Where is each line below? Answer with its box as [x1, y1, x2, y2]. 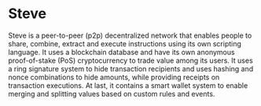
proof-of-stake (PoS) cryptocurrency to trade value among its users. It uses [8, 56, 253, 65]
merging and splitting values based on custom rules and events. [8, 89, 215, 98]
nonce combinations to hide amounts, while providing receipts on [8, 72, 220, 82]
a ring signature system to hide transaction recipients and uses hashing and [8, 64, 254, 73]
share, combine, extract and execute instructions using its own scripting [8, 38, 242, 48]
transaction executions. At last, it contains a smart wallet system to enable [8, 80, 248, 90]
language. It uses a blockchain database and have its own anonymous [8, 47, 235, 57]
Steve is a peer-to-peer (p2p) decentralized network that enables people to [8, 31, 252, 40]
